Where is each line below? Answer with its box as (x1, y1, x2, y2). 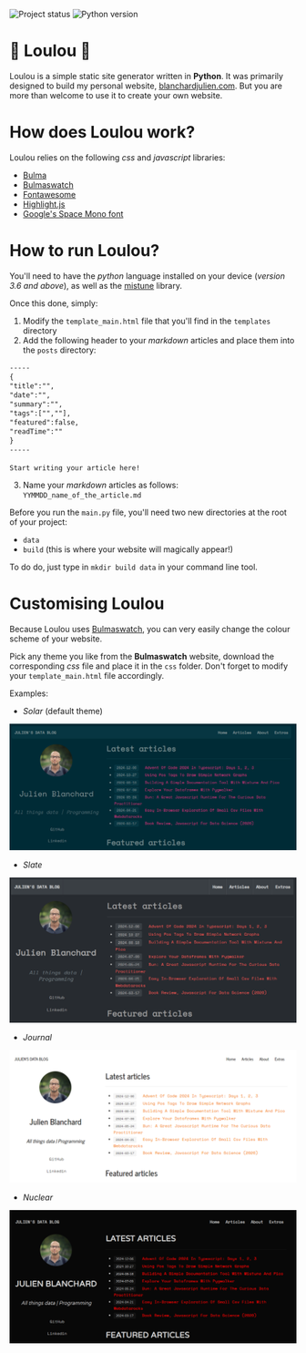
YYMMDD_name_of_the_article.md (22, 490, 142, 500)
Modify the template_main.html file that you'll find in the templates (22, 315, 271, 326)
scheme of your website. (9, 633, 103, 644)
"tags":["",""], (9, 408, 71, 418)
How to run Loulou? (9, 241, 160, 261)
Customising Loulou (9, 593, 165, 614)
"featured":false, (9, 417, 79, 427)
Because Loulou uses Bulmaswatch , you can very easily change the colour (9, 623, 291, 634)
